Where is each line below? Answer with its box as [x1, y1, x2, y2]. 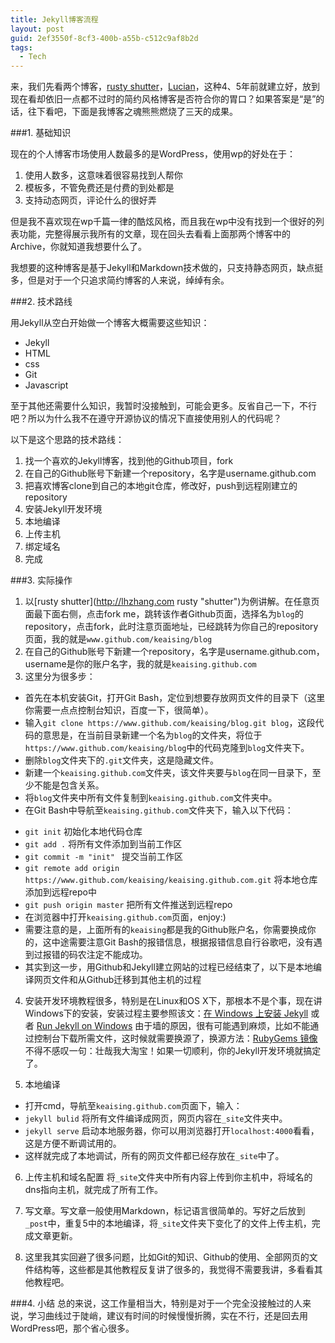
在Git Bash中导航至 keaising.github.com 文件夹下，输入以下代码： [24, 804, 294, 816]
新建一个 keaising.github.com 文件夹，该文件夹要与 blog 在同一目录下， [24, 767, 313, 779]
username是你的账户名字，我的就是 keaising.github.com [24, 658, 257, 670]
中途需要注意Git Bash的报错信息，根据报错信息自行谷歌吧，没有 [51, 936, 314, 948]
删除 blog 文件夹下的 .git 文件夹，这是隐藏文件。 [24, 754, 220, 766]
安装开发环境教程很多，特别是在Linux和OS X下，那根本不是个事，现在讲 [24, 995, 323, 1007]
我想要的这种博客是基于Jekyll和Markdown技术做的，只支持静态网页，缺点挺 [10, 262, 324, 274]
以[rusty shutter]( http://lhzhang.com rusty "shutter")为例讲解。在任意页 [24, 596, 320, 608]
